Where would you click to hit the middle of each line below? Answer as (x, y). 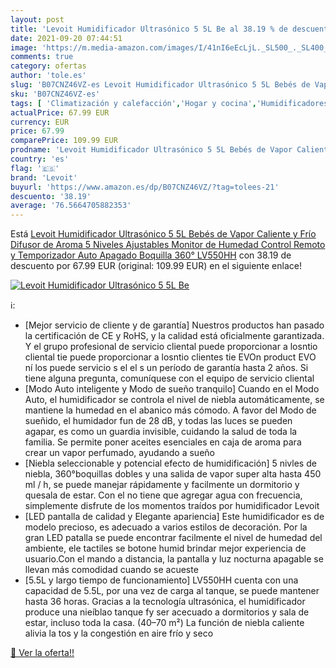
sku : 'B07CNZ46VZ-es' (55, 94)
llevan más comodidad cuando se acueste (111, 570)
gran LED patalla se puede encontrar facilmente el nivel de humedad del (173, 538)
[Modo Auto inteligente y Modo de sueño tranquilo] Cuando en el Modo (172, 389)
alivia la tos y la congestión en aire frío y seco (119, 633)
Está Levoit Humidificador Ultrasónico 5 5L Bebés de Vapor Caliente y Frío (163, 234)
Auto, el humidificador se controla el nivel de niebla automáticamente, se (174, 400)
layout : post (37, 19)
